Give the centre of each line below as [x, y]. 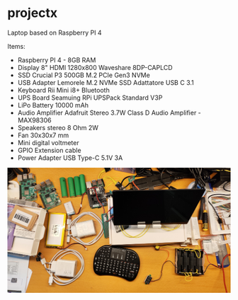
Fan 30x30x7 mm [43, 135]
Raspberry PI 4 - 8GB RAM [57, 60]
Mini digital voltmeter [48, 142]
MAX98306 [34, 120]
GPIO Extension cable [49, 150]
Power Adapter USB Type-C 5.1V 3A [70, 158]
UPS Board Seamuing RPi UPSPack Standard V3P [90, 98]
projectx [33, 13]
